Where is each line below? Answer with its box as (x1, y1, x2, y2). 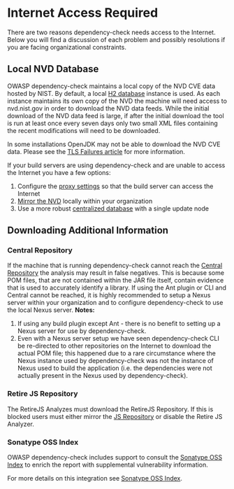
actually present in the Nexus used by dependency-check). (17, 371, 189, 380)
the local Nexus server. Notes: (7, 306, 95, 314)
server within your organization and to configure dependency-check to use (7, 299, 224, 307)
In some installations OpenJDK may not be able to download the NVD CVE (7, 140, 221, 148)
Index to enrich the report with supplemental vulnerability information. (7, 460, 208, 469)
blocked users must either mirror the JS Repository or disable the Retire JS (7, 412, 223, 420)
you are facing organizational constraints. (7, 43, 127, 51)
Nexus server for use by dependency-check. (17, 327, 147, 335)
